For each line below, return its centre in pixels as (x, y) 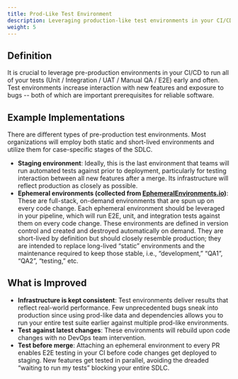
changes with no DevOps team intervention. (82, 337)
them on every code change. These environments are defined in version (123, 223)
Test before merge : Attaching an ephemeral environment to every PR (119, 345)
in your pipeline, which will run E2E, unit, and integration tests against (119, 216)
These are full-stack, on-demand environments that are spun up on (116, 201)
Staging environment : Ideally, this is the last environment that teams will (123, 163)
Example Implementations (66, 117)
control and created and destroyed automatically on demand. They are (120, 231)
